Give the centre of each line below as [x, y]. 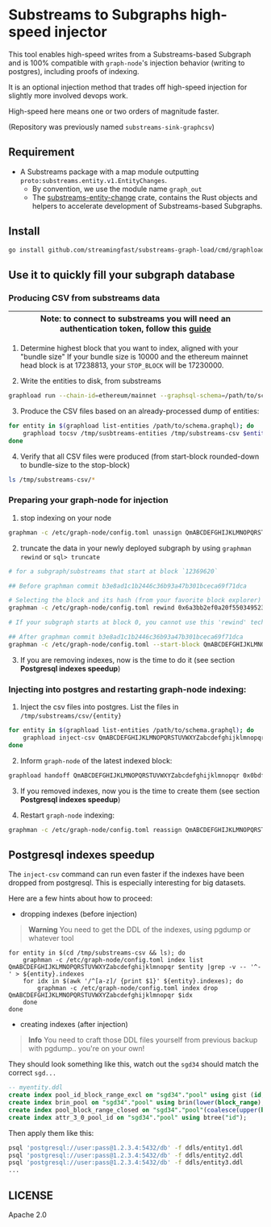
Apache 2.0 [27, 1214]
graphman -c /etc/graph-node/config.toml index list [113, 960]
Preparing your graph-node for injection [88, 500]
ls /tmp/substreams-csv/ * [52, 480]
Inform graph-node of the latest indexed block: [96, 760]
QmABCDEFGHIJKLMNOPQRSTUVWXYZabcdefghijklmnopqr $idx [101, 996]
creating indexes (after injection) [74, 1025]
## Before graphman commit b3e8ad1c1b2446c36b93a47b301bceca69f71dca [128, 586]
